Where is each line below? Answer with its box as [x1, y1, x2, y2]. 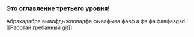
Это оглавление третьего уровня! [6, 4, 110, 13]
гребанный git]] [32, 24, 73, 31]
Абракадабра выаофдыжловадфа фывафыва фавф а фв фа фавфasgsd [6, 18, 185, 25]
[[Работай [6, 24, 32, 31]
